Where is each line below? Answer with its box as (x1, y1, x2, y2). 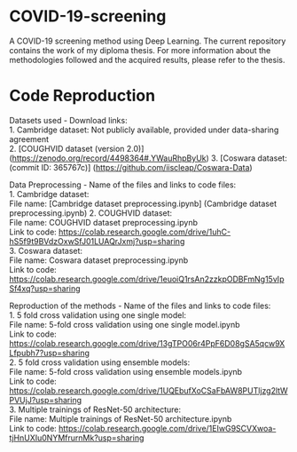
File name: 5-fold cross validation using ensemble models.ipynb (9, 366, 242, 377)
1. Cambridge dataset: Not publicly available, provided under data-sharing (9, 124, 279, 135)
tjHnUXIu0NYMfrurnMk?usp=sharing (9, 432, 145, 443)
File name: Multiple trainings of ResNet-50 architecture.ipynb (9, 413, 232, 424)
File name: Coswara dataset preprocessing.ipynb (9, 255, 189, 266)
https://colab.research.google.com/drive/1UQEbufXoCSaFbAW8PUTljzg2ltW (9, 385, 288, 396)
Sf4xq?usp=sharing (9, 282, 82, 294)
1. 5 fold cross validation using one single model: (9, 309, 187, 321)
